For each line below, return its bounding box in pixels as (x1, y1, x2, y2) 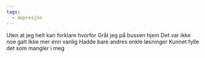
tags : (6, 9, 20, 15)
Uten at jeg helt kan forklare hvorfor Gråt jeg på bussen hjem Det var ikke (6, 31, 191, 38)
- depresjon (12, 15, 43, 21)
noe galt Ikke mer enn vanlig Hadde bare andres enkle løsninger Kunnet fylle (6, 38, 199, 45)
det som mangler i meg (6, 44, 65, 52)
